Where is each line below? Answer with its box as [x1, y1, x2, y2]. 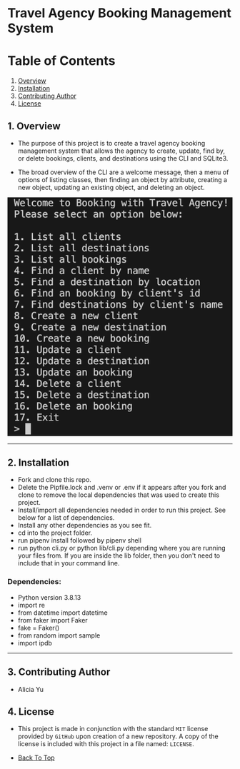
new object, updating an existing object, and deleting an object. [17, 183, 205, 191]
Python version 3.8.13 [17, 593, 81, 601]
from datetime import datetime [17, 608, 109, 617]
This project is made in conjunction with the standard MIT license [17, 725, 209, 733]
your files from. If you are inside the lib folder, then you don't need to [17, 551, 221, 560]
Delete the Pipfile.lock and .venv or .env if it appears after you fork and [17, 483, 226, 492]
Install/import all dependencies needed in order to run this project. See [17, 506, 226, 515]
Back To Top [17, 753, 55, 762]
